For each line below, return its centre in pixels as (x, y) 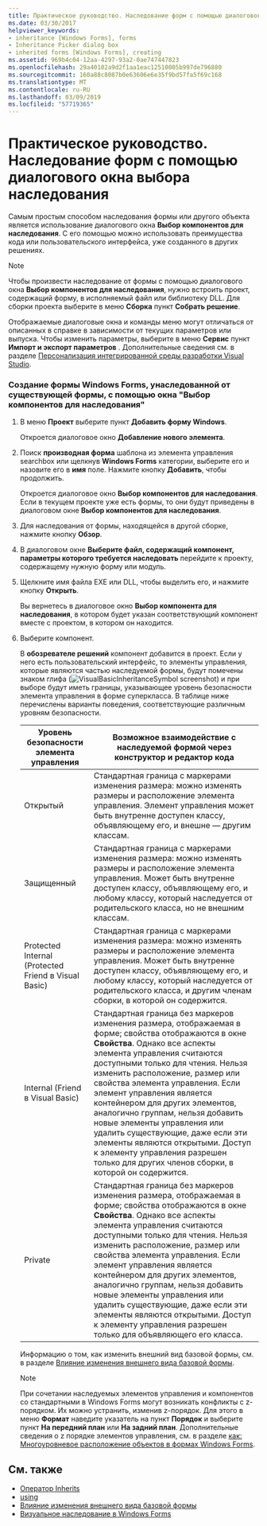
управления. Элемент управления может (174, 806)
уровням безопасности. (60, 713)
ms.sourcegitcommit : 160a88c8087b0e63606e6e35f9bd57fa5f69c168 (115, 75)
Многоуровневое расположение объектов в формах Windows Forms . (137, 1444)
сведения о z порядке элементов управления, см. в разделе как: (131, 1436)
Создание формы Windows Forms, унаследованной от (119, 384)
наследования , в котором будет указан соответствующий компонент (139, 614)
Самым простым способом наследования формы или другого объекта (129, 216)
